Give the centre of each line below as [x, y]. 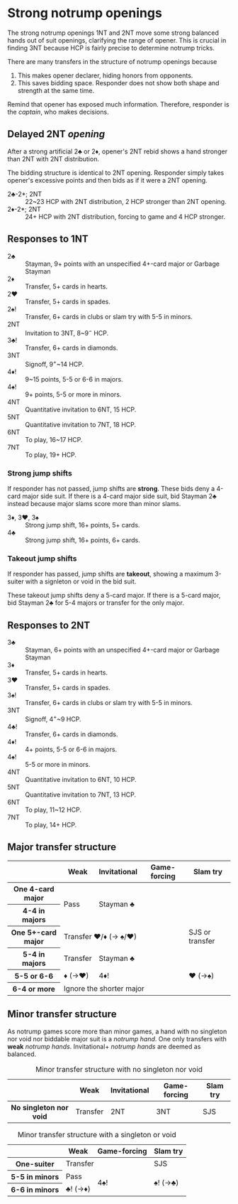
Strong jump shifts [40, 473]
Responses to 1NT [48, 239]
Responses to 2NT [49, 625]
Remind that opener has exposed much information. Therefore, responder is [118, 104]
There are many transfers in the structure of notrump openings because [112, 61]
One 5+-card [34, 932]
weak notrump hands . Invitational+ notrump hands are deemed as [104, 1046]
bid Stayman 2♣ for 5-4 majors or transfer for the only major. [96, 603]
